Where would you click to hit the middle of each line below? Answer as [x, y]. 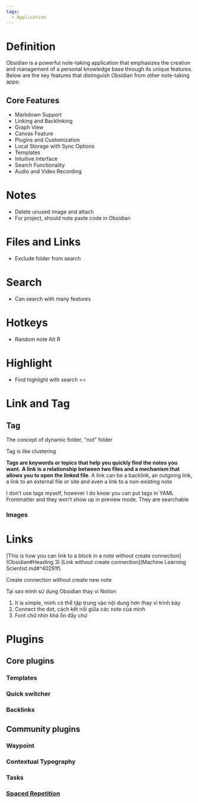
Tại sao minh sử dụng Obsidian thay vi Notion [61, 591]
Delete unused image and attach [54, 212]
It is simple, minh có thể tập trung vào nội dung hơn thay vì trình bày [98, 603]
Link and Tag [38, 404]
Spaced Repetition [33, 794]
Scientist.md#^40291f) [33, 568]
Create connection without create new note [59, 579]
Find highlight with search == [50, 380]
